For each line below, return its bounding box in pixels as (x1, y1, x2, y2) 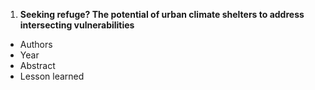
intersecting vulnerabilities (19, 19, 135, 31)
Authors (19, 39, 53, 50)
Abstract (19, 60, 56, 71)
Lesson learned (19, 70, 85, 82)
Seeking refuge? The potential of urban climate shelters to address (19, 9, 305, 20)
